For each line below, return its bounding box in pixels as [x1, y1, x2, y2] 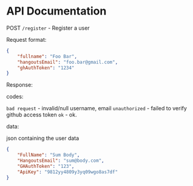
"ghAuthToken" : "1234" [17, 65, 75, 71]
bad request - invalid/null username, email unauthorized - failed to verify [6, 105, 187, 112]
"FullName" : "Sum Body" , [17, 152, 80, 158]
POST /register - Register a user [6, 24, 90, 32]
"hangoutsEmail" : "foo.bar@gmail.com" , [17, 59, 118, 65]
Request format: [6, 36, 47, 43]
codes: [6, 93, 24, 101]
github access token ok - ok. [6, 111, 77, 119]
